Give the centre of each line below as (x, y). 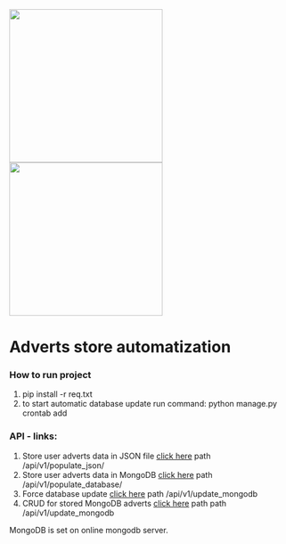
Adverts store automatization (120, 347)
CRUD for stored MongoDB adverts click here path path (124, 503)
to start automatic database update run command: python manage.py (150, 404)
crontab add (45, 413)
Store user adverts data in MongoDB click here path (117, 474)
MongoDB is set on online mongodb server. (89, 530)
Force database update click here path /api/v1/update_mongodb (140, 493)
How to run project (50, 375)
